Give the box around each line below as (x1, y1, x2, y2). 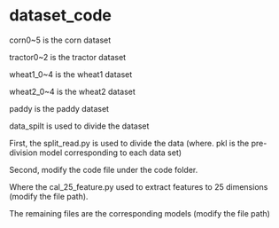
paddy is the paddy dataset (9, 103, 109, 114)
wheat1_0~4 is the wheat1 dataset (9, 68, 133, 80)
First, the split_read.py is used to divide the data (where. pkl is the (9, 138, 250, 148)
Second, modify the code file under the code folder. (9, 164, 198, 175)
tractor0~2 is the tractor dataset (9, 51, 127, 62)
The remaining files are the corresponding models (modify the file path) (9, 208, 270, 218)
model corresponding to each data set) (39, 147, 182, 158)
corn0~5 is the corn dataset (9, 35, 112, 45)
